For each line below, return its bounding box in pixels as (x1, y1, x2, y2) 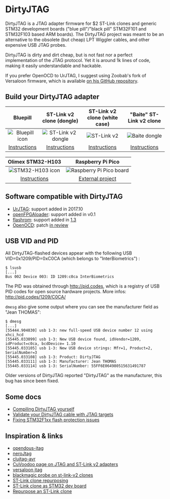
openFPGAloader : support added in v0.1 (12, 211, 96, 217)
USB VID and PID (5, 236, 59, 245)
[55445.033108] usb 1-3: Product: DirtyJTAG (5, 355, 101, 360)
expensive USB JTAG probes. (5, 42, 67, 48)
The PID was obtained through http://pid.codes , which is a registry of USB (5, 283, 160, 289)
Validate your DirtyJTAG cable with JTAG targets (12, 412, 114, 418)
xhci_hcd (5, 332, 24, 337)
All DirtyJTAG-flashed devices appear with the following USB (5, 250, 133, 256)
